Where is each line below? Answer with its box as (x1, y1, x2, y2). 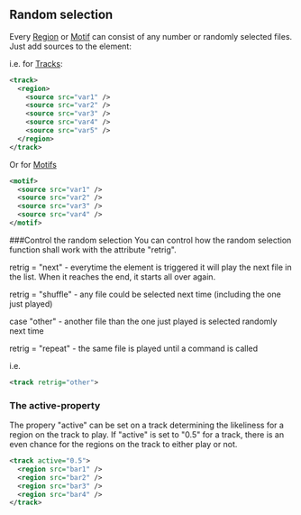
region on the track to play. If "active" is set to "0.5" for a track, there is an (9, 429, 285, 440)
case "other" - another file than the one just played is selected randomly (9, 316, 278, 326)
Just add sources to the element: (9, 41, 132, 51)
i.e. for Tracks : (9, 58, 63, 69)
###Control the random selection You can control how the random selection (9, 235, 292, 245)
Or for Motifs (9, 159, 57, 170)
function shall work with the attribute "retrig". (9, 244, 178, 255)
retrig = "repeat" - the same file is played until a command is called (9, 343, 259, 354)
